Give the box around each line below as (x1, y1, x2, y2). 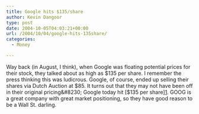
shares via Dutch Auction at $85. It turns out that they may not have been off (6, 82, 193, 89)
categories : (6, 36, 36, 42)
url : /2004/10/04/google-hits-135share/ (6, 31, 108, 37)
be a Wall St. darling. (6, 101, 57, 108)
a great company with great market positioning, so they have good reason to (6, 94, 193, 102)
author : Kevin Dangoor (6, 14, 62, 20)
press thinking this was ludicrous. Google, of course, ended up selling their (6, 75, 189, 83)
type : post (6, 20, 33, 26)
